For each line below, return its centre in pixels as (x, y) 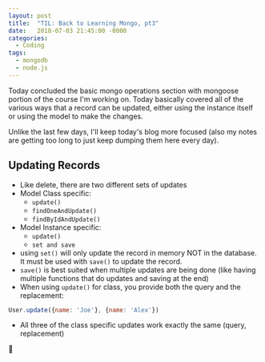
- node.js (32, 68)
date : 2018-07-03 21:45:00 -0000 (68, 30)
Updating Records (54, 165)
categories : (28, 38)
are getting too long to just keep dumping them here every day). (114, 140)
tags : (17, 53)
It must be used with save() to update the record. (101, 261)
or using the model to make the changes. (76, 116)
